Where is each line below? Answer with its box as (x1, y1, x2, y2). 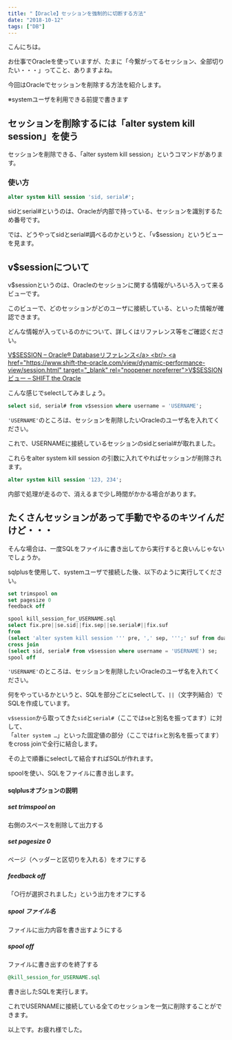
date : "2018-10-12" (8, 17, 64, 23)
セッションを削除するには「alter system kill (8, 117, 196, 129)
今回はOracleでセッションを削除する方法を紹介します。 (8, 81, 165, 89)
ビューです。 (8, 289, 43, 298)
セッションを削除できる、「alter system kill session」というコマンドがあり (8, 150, 218, 159)
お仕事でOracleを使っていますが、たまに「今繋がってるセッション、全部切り (8, 57, 224, 66)
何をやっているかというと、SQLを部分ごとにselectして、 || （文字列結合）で (8, 691, 223, 699)
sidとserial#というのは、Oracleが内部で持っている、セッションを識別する (8, 207, 217, 215)
